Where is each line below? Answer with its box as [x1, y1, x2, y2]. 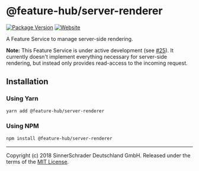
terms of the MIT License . [6, 158, 69, 165]
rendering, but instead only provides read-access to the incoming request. [6, 59, 188, 66]
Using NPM [6, 122, 40, 130]
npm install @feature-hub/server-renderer [6, 135, 113, 141]
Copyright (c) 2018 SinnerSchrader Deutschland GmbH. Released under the [6, 151, 191, 159]
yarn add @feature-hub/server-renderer [6, 108, 105, 114]
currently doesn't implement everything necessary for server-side [6, 53, 168, 60]
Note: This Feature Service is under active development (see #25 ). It [6, 46, 174, 54]
